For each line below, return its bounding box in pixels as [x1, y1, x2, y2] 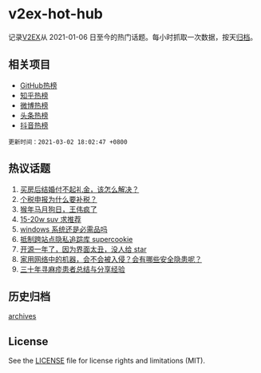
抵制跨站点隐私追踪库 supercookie [19, 234, 133, 244]
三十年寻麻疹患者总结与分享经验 [19, 264, 125, 274]
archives [8, 311, 37, 321]
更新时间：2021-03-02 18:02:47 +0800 [8, 137, 128, 146]
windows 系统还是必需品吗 [19, 224, 108, 234]
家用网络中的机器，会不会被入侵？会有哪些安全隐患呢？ [19, 254, 202, 264]
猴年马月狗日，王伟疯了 [19, 204, 97, 214]
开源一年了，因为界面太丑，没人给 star [19, 244, 147, 254]
